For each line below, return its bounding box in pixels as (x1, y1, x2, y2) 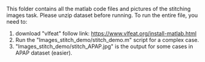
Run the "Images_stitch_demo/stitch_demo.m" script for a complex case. (15, 36, 199, 43)
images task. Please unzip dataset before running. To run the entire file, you (6, 12, 198, 19)
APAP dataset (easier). (15, 49, 72, 57)
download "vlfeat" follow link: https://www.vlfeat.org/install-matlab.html (15, 30, 197, 37)
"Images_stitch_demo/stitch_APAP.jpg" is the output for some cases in (15, 43, 193, 50)
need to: (6, 18, 28, 25)
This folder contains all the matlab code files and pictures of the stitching (6, 5, 191, 12)
